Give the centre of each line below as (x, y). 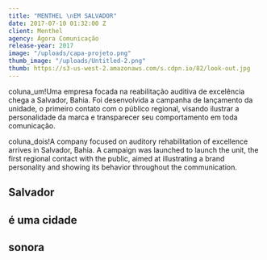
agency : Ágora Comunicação (54, 38)
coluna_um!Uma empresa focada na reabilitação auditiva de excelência (127, 91)
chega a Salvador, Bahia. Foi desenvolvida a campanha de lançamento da (131, 100)
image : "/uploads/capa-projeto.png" (70, 53)
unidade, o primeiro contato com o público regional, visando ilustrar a (124, 108)
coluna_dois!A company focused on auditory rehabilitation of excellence (128, 141)
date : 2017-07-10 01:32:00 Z (57, 23)
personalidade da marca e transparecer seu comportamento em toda (123, 117)
